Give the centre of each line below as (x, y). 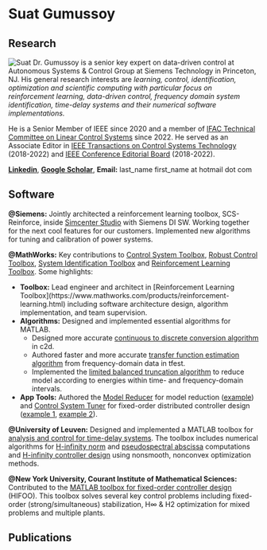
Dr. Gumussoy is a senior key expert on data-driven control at (133, 62)
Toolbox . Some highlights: (51, 271)
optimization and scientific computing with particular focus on (110, 88)
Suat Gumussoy (62, 14)
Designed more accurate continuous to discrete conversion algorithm (145, 338)
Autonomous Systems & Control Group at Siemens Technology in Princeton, (132, 71)
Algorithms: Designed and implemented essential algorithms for (125, 320)
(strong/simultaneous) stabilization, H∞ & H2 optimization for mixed (139, 504)
